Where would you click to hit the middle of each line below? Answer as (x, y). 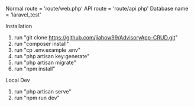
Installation (19, 26)
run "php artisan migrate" (45, 62)
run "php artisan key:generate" (52, 56)
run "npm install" (35, 69)
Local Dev (18, 80)
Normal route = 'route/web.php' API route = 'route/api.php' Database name (97, 9)
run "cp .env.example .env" (47, 50)
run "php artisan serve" (43, 91)
